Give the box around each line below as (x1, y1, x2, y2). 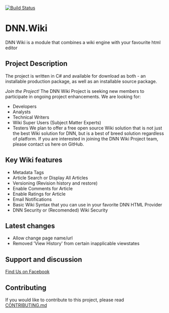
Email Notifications (12, 196, 52, 202)
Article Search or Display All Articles (12, 175, 89, 181)
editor (5, 45, 18, 51)
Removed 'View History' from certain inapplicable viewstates (12, 240, 140, 247)
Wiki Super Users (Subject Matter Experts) (12, 119, 101, 125)
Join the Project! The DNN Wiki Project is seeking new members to (5, 88, 145, 94)
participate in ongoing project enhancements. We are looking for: (5, 93, 141, 99)
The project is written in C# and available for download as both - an (5, 73, 146, 79)
